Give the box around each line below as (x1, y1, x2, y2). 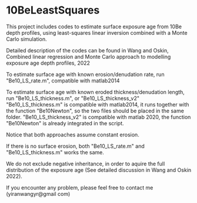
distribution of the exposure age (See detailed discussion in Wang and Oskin (6, 166, 192, 174)
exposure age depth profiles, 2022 (6, 59, 90, 66)
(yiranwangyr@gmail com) (6, 190, 71, 197)
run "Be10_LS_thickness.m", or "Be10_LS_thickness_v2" (6, 95, 140, 102)
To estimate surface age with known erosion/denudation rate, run (6, 71, 165, 78)
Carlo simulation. (6, 35, 47, 42)
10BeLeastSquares (6, 4, 100, 17)
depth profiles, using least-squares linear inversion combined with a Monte (6, 29, 188, 36)
